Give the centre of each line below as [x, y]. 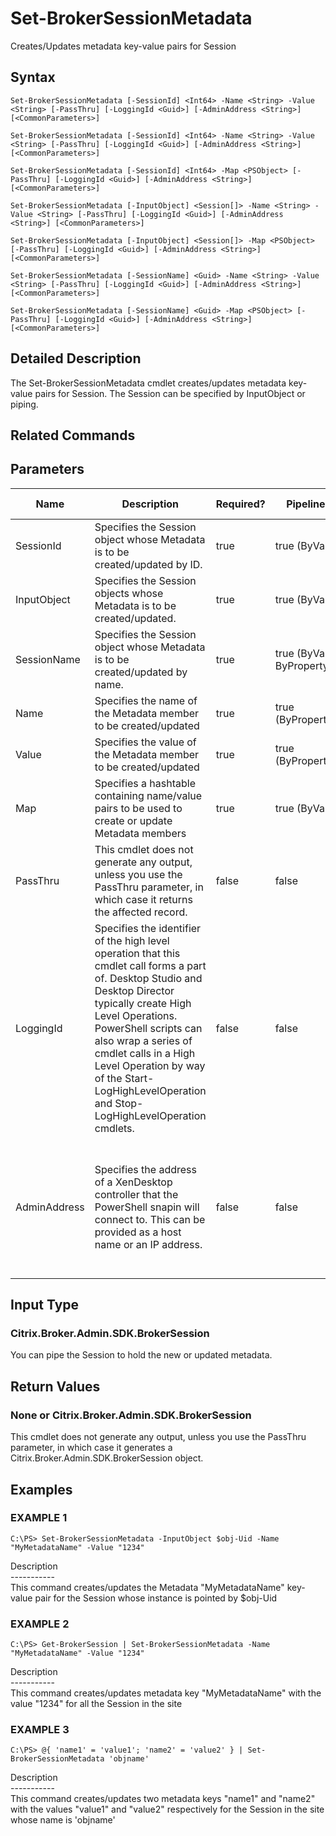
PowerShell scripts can [148, 1028]
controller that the [136, 1194]
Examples [41, 1489]
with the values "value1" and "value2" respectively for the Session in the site [167, 1809]
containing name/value [148, 795]
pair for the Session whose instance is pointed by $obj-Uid [156, 1598]
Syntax [33, 77]
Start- [139, 1078]
